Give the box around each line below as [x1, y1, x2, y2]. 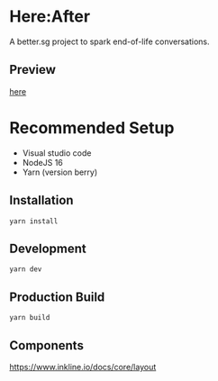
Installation [9, 193, 74, 208]
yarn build [9, 313, 50, 322]
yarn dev [9, 265, 42, 274]
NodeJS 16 [22, 157, 63, 168]
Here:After [9, 6, 91, 27]
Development [9, 240, 87, 256]
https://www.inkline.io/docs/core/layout [9, 361, 157, 372]
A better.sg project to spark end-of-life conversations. [9, 36, 210, 47]
